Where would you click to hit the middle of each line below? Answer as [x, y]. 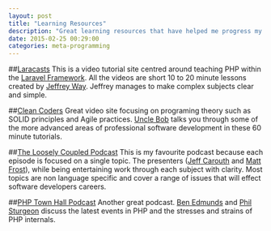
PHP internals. [32, 220]
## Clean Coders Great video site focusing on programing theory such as [130, 111]
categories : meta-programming [59, 46]
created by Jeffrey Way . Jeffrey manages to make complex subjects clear [131, 87]
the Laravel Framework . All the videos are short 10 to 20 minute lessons [127, 78]
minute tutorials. [35, 137]
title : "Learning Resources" [57, 24]
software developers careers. [57, 186]
